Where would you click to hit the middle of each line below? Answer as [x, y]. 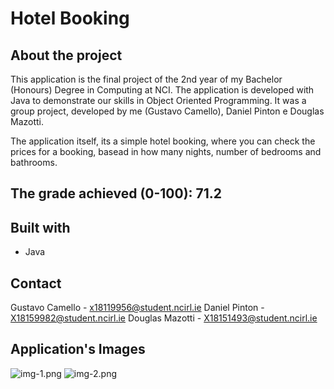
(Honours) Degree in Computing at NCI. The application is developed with [162, 90]
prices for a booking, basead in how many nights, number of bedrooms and [166, 151]
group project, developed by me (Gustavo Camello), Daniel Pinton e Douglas [167, 111]
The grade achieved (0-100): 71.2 [116, 193]
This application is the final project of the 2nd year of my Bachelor [146, 79]
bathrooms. [34, 162]
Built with [40, 227]
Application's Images [78, 349]
